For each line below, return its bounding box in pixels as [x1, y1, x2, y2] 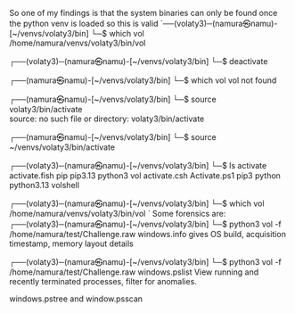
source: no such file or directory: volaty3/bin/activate [9, 113, 205, 124]
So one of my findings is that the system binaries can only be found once [9, 8, 278, 18]
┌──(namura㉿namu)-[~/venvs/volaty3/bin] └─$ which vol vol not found [9, 75, 277, 86]
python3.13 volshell [9, 180, 80, 190]
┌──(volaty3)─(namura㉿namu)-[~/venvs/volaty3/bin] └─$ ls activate [9, 161, 267, 170]
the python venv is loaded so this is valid [9, 18, 159, 29]
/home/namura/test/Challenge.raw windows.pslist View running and [9, 267, 259, 277]
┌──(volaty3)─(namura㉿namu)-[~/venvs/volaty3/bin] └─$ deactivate [9, 56, 268, 66]
